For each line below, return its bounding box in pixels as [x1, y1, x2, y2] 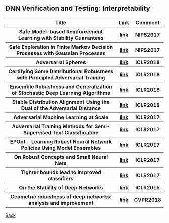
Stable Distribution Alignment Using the [12, 98, 110, 105]
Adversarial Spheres [36, 59, 87, 66]
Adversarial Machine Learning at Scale [13, 114, 109, 121]
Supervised [23, 129, 52, 136]
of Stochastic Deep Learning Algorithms [12, 89, 111, 96]
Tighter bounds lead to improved [20, 169, 102, 176]
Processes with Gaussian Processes [16, 50, 106, 57]
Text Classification [52, 129, 99, 136]
